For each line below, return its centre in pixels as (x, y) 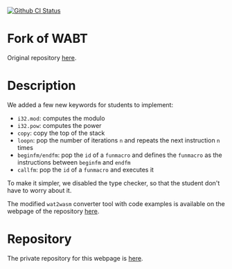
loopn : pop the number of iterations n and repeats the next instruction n (118, 140)
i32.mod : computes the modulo (61, 118)
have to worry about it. (39, 190)
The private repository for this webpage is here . (75, 258)
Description (42, 86)
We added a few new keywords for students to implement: (90, 104)
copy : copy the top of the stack (61, 133)
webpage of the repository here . (53, 211)
